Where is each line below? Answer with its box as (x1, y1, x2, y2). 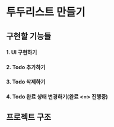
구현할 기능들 (6, 31, 52, 41)
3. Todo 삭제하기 (6, 78, 46, 85)
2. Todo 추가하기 (6, 63, 46, 70)
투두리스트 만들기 (6, 5, 85, 19)
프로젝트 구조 (6, 112, 52, 122)
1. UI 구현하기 (6, 49, 37, 56)
